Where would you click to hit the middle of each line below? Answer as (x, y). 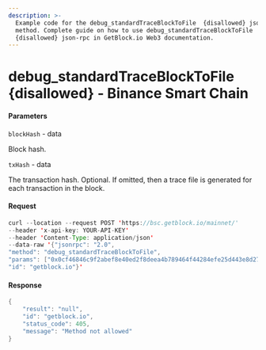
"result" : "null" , (53, 310)
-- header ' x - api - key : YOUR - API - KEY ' (68, 230)
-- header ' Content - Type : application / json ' (81, 238)
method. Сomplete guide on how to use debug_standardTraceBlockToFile (134, 30)
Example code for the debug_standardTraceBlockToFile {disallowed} (131, 23)
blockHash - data (35, 133)
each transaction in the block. (57, 188)
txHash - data (30, 164)
